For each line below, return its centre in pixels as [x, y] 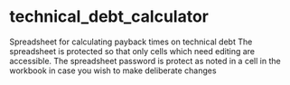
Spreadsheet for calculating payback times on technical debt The [131, 42]
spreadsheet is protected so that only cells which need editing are [132, 51]
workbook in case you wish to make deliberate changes [113, 71]
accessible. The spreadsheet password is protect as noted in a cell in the [145, 61]
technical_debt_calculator [109, 17]
